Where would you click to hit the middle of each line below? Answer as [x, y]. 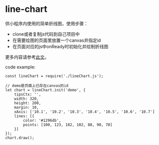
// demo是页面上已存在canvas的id [37, 85]
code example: [20, 67]
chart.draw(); [20, 138]
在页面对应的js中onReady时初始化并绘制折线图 [60, 46]
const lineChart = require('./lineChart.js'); [54, 76]
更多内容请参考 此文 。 [27, 57]
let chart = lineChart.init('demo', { [45, 90]
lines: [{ [24, 116]
